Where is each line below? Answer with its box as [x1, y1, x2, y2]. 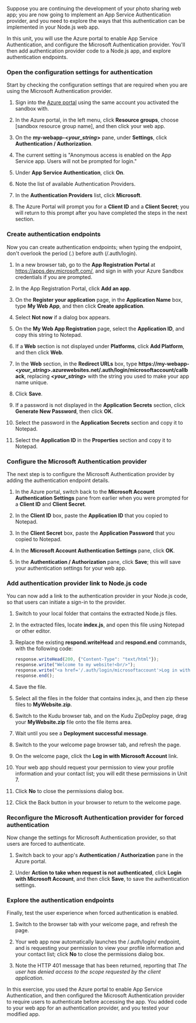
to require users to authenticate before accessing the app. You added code [6, 998, 187, 1005]
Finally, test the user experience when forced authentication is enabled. [6, 910, 178, 917]
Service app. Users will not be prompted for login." [15, 158, 137, 165]
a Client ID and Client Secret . [15, 500, 86, 508]
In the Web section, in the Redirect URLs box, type [15, 360, 138, 367]
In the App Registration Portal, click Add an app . [15, 285, 131, 292]
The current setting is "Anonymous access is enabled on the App [15, 151, 171, 159]
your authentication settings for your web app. [15, 564, 127, 571]
